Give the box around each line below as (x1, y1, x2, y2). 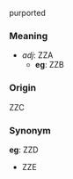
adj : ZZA (21, 50, 54, 61)
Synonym (9, 124, 51, 136)
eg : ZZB (34, 60, 64, 70)
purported (9, 8, 46, 18)
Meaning (9, 29, 48, 42)
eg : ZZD (9, 144, 39, 155)
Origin (9, 82, 37, 94)
